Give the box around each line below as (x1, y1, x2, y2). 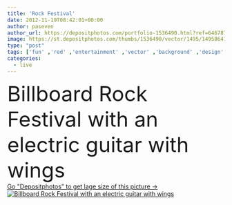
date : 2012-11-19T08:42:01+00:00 (7, 17, 104, 23)
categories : (7, 55, 41, 62)
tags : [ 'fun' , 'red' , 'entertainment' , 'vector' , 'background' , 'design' (7, 49, 224, 56)
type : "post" (7, 42, 45, 49)
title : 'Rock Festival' (7, 10, 76, 17)
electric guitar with (7, 131, 189, 157)
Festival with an (7, 106, 159, 132)
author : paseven (7, 23, 54, 30)
